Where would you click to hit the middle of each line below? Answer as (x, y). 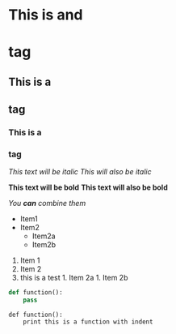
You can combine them (47, 203)
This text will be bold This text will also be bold (88, 187)
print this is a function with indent (88, 322)
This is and (46, 15)
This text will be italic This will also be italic (80, 172)
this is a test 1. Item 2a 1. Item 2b (74, 278)
